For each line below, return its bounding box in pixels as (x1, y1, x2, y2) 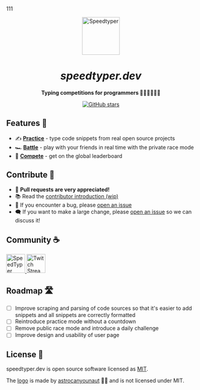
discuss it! (14, 216, 41, 224)
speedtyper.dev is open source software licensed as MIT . (6, 365, 148, 373)
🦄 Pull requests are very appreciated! (14, 186, 110, 193)
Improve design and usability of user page (14, 332, 120, 339)
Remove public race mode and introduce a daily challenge (14, 325, 159, 332)
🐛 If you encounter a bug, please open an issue (14, 201, 132, 209)
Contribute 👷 (6, 170, 55, 180)
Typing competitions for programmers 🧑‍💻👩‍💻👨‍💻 (41, 89, 161, 96)
